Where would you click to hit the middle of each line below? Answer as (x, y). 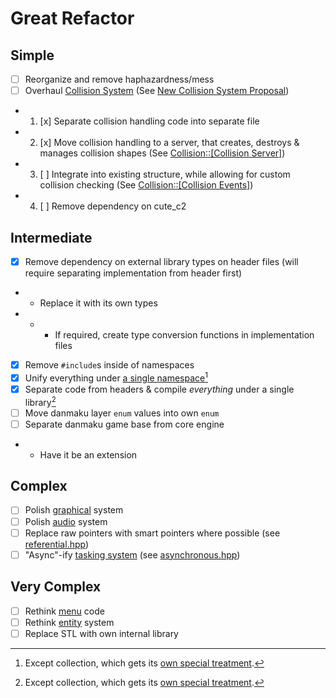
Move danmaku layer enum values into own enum (122, 413)
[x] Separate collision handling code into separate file (149, 121)
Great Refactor (72, 18)
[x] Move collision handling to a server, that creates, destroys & (169, 143)
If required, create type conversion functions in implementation (184, 335)
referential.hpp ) (57, 544)
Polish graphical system (74, 510)
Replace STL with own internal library (101, 633)
